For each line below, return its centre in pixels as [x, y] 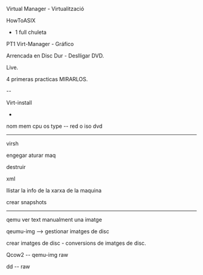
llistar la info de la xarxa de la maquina [54, 191]
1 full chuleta [31, 32]
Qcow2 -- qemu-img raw [37, 255]
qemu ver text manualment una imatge [54, 220]
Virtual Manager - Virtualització [45, 9]
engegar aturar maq [31, 155]
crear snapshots [27, 202]
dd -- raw [18, 267]
